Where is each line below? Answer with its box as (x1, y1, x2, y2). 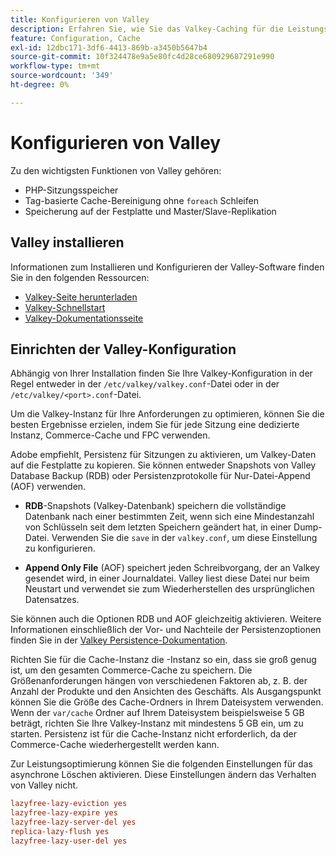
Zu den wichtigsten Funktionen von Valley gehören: (10, 164, 222, 176)
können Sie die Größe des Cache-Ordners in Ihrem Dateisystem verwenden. (10, 696, 324, 708)
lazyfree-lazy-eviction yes (10, 799, 128, 809)
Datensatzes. (24, 594, 80, 606)
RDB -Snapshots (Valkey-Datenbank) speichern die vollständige (24, 500, 287, 512)
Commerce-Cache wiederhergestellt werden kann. (10, 739, 220, 751)
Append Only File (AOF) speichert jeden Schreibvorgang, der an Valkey (24, 562, 320, 574)
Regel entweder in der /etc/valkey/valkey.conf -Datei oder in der (10, 378, 280, 390)
